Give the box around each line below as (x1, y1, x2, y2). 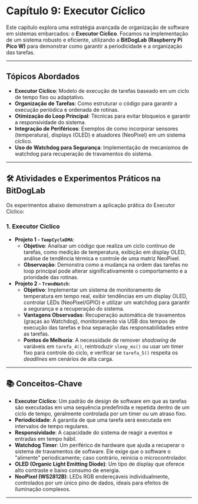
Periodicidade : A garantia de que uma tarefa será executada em (14, 416, 171, 424)
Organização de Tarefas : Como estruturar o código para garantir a (14, 99, 178, 107)
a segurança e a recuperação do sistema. (23, 305, 125, 312)
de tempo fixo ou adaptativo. (14, 93, 85, 101)
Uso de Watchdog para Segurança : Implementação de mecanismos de (14, 144, 189, 151)
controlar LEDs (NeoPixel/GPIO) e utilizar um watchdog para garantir (23, 299, 190, 306)
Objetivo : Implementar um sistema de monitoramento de (23, 286, 161, 293)
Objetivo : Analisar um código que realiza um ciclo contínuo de (23, 242, 176, 249)
